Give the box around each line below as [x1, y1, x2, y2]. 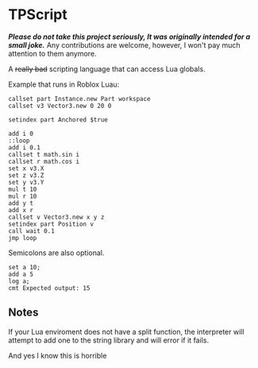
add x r [8, 206, 34, 214]
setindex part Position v [8, 220, 94, 228]
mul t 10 [8, 185, 37, 193]
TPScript [8, 6, 67, 24]
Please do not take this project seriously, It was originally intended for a [8, 32, 251, 41]
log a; [8, 277, 30, 285]
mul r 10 [8, 192, 37, 200]
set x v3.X [8, 165, 44, 172]
